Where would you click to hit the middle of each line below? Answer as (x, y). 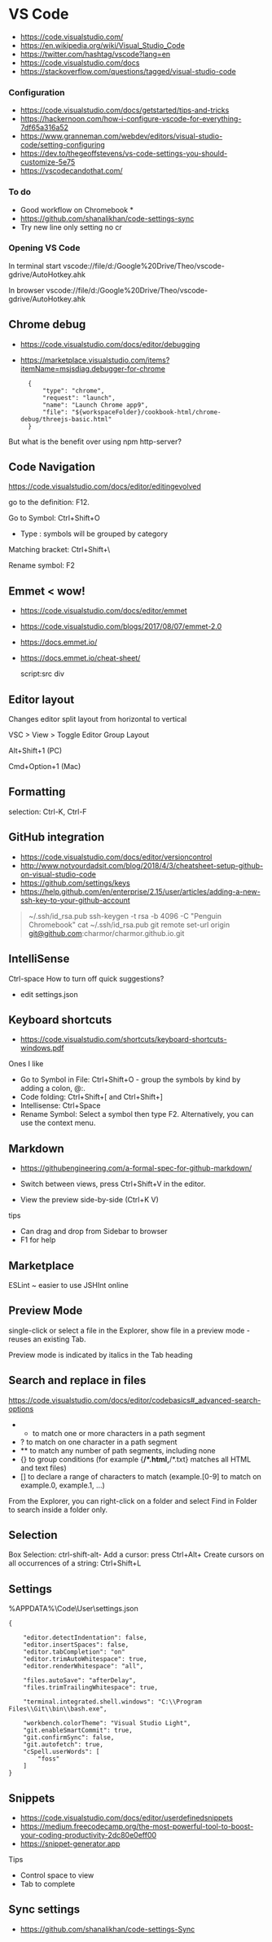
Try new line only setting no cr (71, 227)
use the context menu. (58, 1123)
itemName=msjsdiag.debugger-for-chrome (92, 368)
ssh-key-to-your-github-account (75, 900)
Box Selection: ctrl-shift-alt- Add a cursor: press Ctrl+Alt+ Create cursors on (136, 1555)
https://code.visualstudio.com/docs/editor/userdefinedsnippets (127, 1818)
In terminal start (35, 266)
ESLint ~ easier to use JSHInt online (68, 1285)
